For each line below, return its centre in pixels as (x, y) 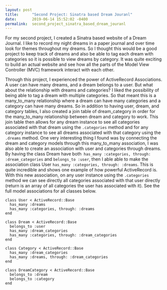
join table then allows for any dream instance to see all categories (73, 122)
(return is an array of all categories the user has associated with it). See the (83, 186)
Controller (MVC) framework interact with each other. (60, 70)
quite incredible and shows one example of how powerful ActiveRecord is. (82, 170)
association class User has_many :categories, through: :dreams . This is (79, 164)
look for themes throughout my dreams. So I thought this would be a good (81, 48)
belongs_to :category (32, 279)
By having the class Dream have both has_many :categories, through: (78, 154)
